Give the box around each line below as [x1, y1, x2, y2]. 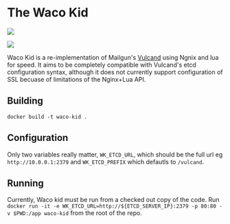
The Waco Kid [7, 5, 89, 21]
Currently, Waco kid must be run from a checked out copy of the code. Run [7, 196, 220, 204]
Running [7, 177, 45, 189]
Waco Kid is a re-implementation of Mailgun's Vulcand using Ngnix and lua [7, 53, 219, 61]
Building [7, 95, 43, 107]
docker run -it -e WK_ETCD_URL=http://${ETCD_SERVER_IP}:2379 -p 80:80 [7, 203, 216, 210]
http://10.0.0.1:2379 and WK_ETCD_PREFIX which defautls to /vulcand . [7, 157, 205, 166]
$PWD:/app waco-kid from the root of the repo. [13, 209, 142, 217]
